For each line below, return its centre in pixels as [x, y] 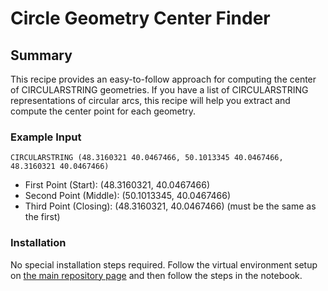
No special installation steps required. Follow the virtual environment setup [164, 264]
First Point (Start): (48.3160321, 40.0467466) [117, 185]
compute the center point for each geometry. [103, 111]
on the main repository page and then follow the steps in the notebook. [156, 275]
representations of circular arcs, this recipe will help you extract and [150, 100]
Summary [41, 55]
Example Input [46, 137]
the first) [42, 217]
